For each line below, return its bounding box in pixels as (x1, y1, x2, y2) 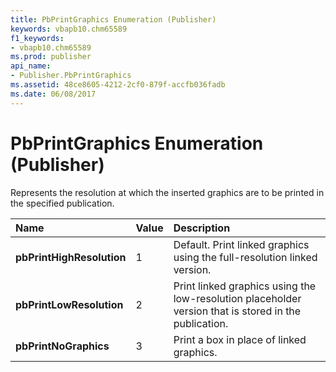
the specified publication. (10, 197, 115, 209)
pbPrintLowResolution (15, 297, 124, 311)
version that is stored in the (173, 304, 302, 318)
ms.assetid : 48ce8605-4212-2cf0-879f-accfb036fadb (10, 80, 226, 90)
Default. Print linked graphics (173, 237, 310, 251)
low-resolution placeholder (173, 291, 302, 305)
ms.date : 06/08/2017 (10, 89, 97, 99)
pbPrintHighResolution (15, 250, 127, 264)
